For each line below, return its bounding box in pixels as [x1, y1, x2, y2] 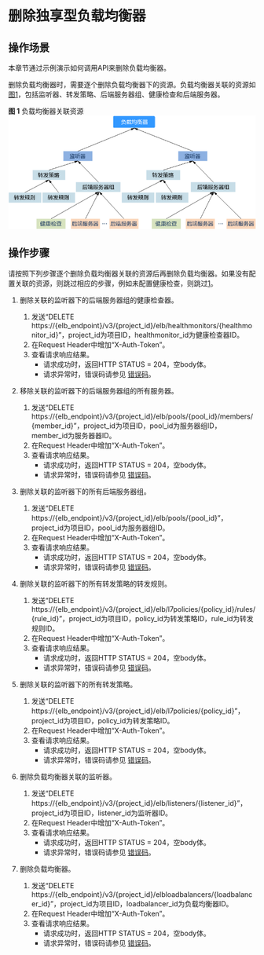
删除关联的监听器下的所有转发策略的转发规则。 [19, 579, 171, 588]
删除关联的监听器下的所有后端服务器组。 [19, 486, 151, 496]
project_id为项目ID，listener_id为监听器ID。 [31, 808, 173, 818]
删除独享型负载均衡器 [8, 7, 147, 25]
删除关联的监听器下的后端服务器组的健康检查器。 [19, 295, 178, 305]
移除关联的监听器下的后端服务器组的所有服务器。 [19, 386, 178, 395]
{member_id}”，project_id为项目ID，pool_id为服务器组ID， [31, 421, 222, 430]
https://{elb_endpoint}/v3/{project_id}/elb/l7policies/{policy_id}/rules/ [31, 604, 256, 613]
